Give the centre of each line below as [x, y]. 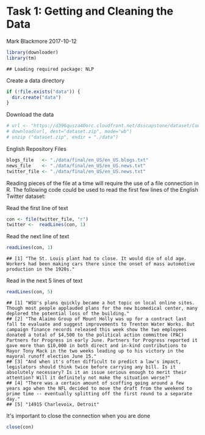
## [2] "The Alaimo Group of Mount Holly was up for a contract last [97, 319]
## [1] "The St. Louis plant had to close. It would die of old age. [97, 259]
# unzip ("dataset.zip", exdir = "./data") [63, 137]
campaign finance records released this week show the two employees [97, 330]
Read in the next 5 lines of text [45, 281]
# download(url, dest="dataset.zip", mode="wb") [69, 132]
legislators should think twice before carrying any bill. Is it [91, 367]
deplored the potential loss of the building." [68, 314]
